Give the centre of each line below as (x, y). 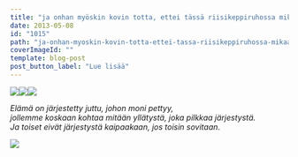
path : (20, 42)
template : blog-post (48, 58)
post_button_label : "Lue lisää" (69, 67)
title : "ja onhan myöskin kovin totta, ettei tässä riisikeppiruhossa (143, 17)
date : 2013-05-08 (42, 26)
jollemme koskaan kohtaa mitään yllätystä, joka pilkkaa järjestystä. (133, 117)
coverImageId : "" (42, 50)
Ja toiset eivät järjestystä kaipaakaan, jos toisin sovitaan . (115, 127)
